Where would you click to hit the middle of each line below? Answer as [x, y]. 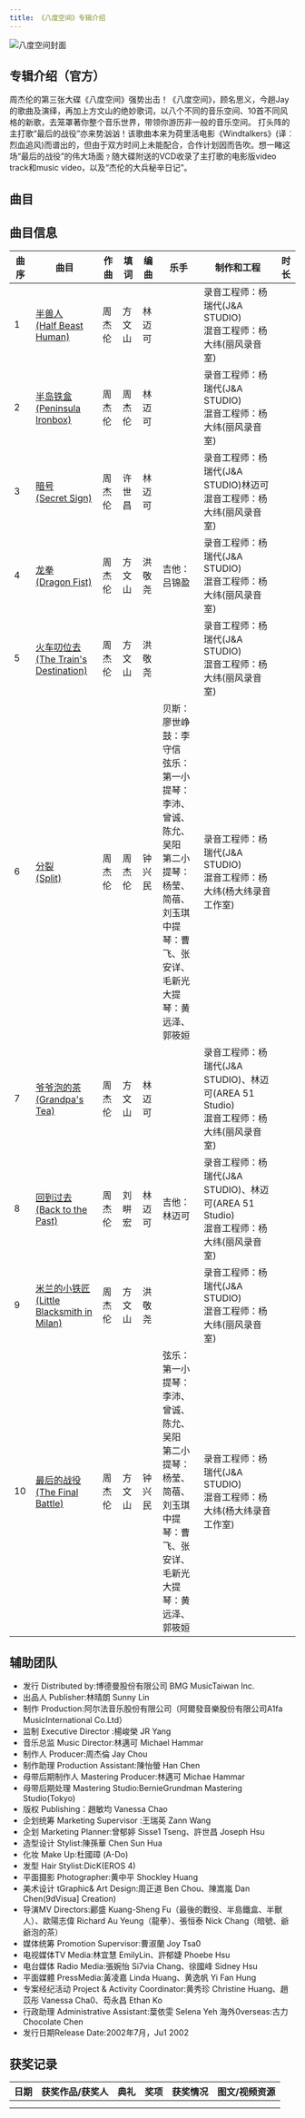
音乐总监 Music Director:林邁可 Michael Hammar [113, 1743]
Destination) [61, 670]
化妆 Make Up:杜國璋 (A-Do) [75, 1855]
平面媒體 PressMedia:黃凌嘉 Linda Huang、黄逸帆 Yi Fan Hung [139, 1978]
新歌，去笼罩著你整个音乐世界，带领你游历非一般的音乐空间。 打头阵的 [157, 123]
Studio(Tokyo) [49, 1798]
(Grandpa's [59, 1099]
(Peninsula [58, 408]
